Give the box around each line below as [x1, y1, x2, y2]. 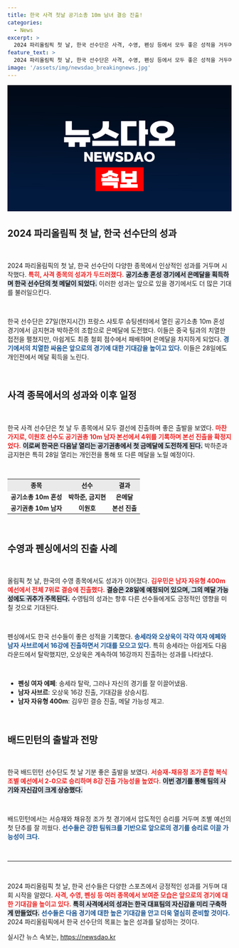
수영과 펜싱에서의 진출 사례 [7, 542, 117, 554]
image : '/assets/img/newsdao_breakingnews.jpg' [7, 64, 152, 71]
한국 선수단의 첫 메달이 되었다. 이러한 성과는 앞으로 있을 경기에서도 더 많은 [14, 279, 218, 288]
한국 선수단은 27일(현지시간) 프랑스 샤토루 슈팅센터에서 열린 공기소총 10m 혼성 [7, 317, 225, 326]
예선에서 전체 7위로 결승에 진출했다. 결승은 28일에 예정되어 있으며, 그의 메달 [7, 586, 216, 594]
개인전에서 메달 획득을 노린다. [7, 353, 90, 362]
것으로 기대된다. [14, 603, 59, 612]
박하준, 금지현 [68, 492, 107, 501]
